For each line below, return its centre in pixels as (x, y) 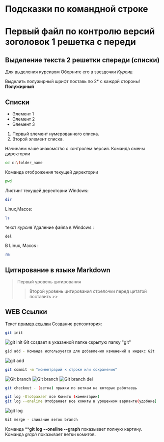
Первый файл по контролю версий (80, 32)
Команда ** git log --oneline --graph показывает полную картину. (74, 429)
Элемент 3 (24, 124)
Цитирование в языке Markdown (58, 270)
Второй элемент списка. (38, 139)
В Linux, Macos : (22, 246)
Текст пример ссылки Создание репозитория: (54, 324)
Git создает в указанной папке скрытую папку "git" (77, 342)
